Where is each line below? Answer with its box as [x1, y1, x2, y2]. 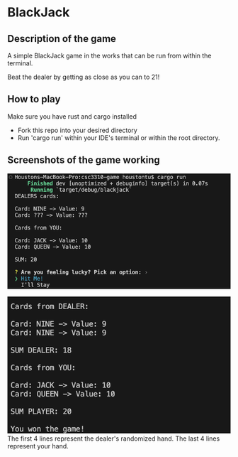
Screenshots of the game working [7, 154, 161, 166]
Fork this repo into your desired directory [17, 126, 138, 134]
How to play [7, 93, 61, 105]
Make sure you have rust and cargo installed [7, 112, 137, 121]
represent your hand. [7, 441, 69, 450]
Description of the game [7, 33, 117, 45]
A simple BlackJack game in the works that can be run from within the [7, 51, 212, 60]
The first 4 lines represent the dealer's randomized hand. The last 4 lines [7, 434, 220, 443]
